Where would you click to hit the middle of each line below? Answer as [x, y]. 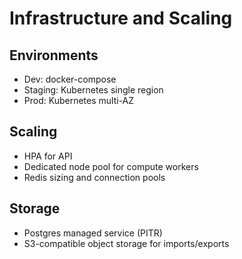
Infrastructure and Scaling [121, 18]
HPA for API [48, 156]
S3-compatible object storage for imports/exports [126, 243]
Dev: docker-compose [70, 79]
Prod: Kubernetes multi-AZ [79, 100]
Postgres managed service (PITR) [93, 233]
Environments [54, 55]
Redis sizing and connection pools [94, 177]
